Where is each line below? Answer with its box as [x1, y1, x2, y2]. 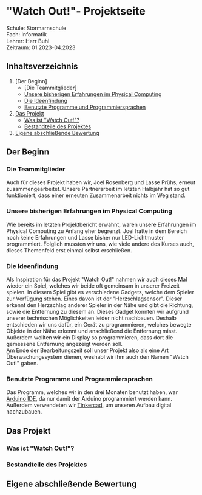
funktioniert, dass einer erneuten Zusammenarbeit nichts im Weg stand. [6, 192, 186, 199]
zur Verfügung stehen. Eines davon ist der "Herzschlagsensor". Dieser [6, 295, 183, 302]
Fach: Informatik [6, 30, 47, 38]
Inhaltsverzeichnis [6, 61, 78, 72]
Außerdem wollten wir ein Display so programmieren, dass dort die [6, 334, 173, 341]
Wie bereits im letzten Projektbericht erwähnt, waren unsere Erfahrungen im [6, 221, 197, 228]
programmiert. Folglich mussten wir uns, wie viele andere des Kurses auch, [6, 240, 194, 247]
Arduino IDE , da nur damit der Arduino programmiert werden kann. [6, 395, 173, 403]
